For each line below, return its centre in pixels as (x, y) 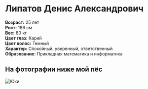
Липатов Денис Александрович (74, 9)
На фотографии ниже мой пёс (54, 69)
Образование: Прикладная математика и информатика (64, 54)
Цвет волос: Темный (27, 43)
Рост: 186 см (19, 27)
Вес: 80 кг (16, 33)
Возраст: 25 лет (22, 22)
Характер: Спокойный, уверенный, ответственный (59, 48)
